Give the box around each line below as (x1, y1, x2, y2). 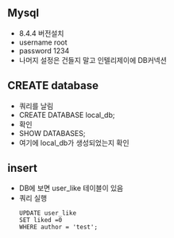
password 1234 (18, 45, 70, 55)
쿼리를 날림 (18, 101, 54, 111)
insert (7, 162, 37, 175)
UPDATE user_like (18, 209, 77, 217)
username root (18, 37, 68, 47)
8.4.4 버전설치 (18, 28, 64, 38)
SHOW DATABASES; (18, 128, 86, 138)
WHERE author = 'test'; (18, 223, 99, 232)
